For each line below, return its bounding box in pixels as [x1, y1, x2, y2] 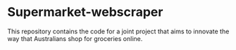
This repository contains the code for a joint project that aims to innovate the [7, 27, 230, 35]
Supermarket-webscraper [7, 4, 163, 20]
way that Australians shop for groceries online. [7, 34, 143, 42]
